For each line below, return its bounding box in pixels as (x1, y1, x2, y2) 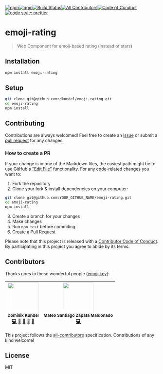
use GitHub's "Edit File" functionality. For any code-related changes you (5, 166, 149, 172)
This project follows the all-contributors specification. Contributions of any (5, 332, 155, 338)
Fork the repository (12, 181, 51, 187)
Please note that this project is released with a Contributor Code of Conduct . (5, 238, 159, 244)
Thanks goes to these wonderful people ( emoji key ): (5, 270, 110, 276)
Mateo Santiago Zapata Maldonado (43, 313, 113, 318)
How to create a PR (5, 150, 51, 156)
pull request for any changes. (5, 137, 64, 143)
